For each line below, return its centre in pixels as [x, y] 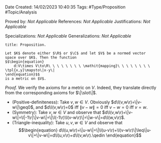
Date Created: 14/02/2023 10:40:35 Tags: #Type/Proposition [65, 7]
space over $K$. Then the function [41, 57]
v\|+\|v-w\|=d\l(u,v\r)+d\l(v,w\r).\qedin [66, 135]
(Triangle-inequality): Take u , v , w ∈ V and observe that [67, 122]
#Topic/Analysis [21, 12]
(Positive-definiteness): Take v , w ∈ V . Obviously [61, 102]
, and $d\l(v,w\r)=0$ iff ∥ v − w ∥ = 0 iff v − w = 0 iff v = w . [90, 107]
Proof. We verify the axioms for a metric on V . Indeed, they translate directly [81, 87]
